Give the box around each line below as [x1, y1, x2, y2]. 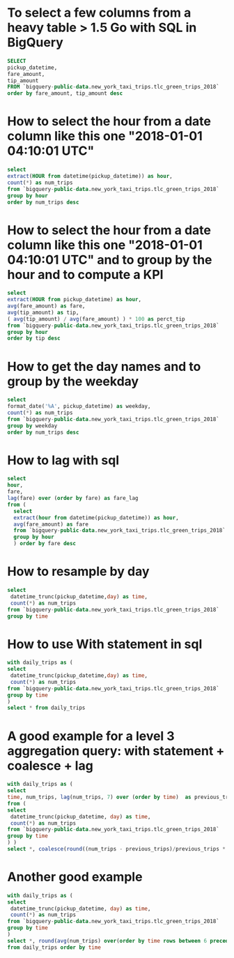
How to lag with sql [7, 452, 120, 468]
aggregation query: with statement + [7, 743, 225, 759]
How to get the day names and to [7, 358, 201, 374]
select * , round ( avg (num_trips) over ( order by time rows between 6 [7, 937, 208, 944]
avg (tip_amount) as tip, [7, 309, 79, 316]
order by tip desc [7, 335, 61, 342]
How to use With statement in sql [7, 636, 203, 652]
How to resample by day [7, 563, 150, 579]
